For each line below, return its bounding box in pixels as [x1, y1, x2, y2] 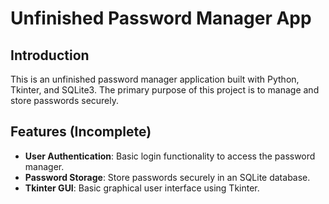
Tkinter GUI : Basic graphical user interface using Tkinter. [24, 182, 260, 194]
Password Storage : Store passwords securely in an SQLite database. [24, 171, 311, 183]
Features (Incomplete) [10, 123, 152, 141]
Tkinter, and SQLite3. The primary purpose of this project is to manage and [10, 84, 320, 96]
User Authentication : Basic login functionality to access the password [24, 150, 316, 162]
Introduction [10, 47, 90, 64]
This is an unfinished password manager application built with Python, [10, 73, 300, 85]
